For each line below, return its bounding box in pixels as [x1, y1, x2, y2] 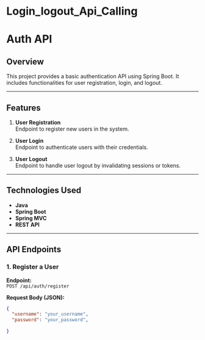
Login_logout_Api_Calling [6, 4, 138, 18]
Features [6, 103, 41, 113]
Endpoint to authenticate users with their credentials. [15, 143, 148, 151]
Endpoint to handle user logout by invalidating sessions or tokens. [15, 162, 181, 169]
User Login [15, 137, 44, 144]
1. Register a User [6, 262, 59, 271]
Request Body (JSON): [6, 294, 65, 301]
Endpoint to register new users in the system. [15, 125, 129, 132]
